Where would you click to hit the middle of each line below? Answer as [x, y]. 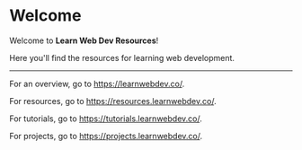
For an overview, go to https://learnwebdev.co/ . [97, 84]
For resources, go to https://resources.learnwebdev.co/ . [113, 101]
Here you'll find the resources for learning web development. [122, 57]
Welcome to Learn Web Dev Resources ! [84, 40]
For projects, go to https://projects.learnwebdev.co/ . [106, 136]
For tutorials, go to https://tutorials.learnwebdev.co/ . [106, 119]
